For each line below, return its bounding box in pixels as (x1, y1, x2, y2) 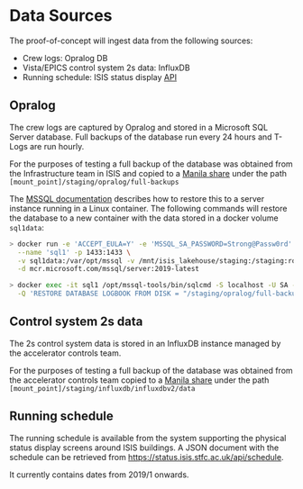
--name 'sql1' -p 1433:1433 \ (17, 248, 131, 257)
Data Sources (9, 5, 113, 26)
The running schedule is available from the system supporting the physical (9, 432, 287, 443)
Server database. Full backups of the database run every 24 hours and (9, 131, 272, 142)
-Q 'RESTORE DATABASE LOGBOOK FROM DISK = (17, 289, 179, 298)
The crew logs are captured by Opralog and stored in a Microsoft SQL (9, 122, 269, 132)
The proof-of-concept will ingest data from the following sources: (9, 35, 253, 46)
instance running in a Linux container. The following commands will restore (9, 203, 288, 213)
